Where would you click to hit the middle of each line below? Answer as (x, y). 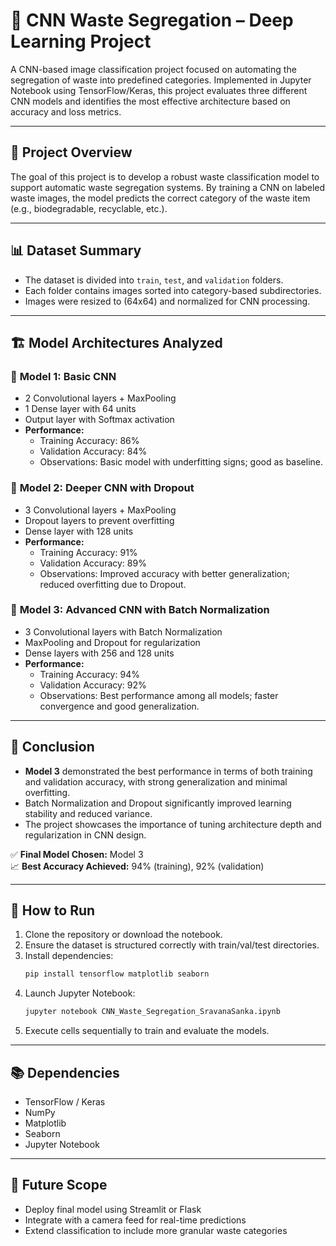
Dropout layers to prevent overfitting (99, 520)
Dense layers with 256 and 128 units (99, 653)
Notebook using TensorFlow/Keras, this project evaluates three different (159, 90)
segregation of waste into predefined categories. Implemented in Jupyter (161, 80)
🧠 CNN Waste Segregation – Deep (152, 20)
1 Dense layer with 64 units (80, 409)
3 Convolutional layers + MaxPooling (100, 510)
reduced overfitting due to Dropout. (113, 584)
